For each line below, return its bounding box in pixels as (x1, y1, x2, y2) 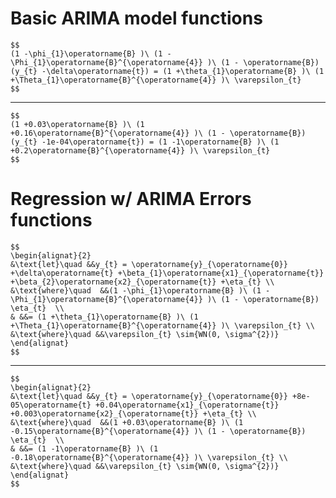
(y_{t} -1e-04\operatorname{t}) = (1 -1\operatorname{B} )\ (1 (10, 137, 280, 147)
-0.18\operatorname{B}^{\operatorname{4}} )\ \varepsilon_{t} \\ (10, 452, 288, 462)
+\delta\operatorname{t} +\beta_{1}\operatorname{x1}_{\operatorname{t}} (10, 268, 325, 278)
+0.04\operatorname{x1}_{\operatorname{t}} (95, 400, 280, 410)
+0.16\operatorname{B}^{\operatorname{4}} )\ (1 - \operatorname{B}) (10, 128, 307, 138)
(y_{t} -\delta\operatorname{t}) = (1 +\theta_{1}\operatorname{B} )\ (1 (10, 66, 325, 76)
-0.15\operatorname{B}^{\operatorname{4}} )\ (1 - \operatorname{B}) (10, 426, 307, 436)
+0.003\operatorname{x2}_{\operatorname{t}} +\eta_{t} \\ (10, 408, 257, 419)
